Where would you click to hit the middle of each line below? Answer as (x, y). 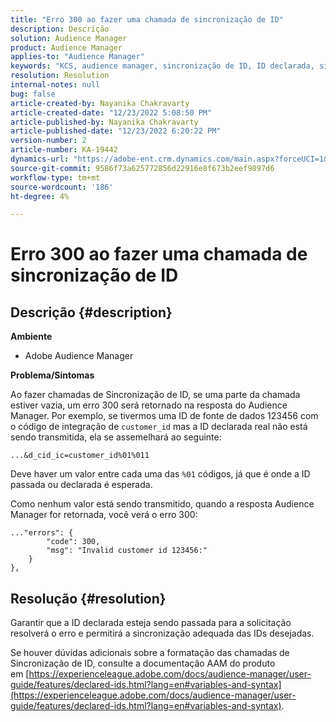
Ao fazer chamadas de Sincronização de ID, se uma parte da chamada (155, 395)
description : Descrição (60, 29)
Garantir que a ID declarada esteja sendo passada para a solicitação (151, 623)
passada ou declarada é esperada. (81, 485)
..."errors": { (42, 533)
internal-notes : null (55, 85)
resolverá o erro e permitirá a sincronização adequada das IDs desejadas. (162, 633)
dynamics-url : (40, 159)
